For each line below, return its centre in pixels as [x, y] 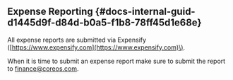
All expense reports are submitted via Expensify [77, 40]
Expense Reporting [50, 12]
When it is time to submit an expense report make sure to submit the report [116, 61]
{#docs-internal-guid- [145, 12]
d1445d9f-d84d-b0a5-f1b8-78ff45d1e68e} [105, 23]
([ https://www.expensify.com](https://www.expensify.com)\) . [96, 47]
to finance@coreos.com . [43, 68]
